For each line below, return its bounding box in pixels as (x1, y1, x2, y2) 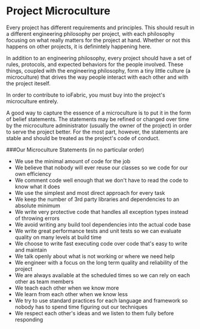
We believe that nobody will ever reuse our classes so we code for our (14, 164, 188, 171)
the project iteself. (6, 79, 51, 87)
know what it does (14, 183, 60, 190)
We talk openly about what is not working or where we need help (14, 252, 175, 260)
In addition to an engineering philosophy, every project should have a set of (6, 54, 192, 61)
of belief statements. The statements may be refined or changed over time (6, 115, 189, 123)
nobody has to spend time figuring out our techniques (14, 303, 148, 311)
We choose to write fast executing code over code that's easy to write (14, 240, 188, 247)
